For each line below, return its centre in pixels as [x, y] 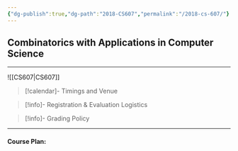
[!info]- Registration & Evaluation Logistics [86, 105]
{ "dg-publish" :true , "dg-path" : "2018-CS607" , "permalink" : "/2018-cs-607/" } [119, 14]
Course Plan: [27, 142]
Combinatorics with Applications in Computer [110, 43]
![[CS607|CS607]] [34, 77]
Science [26, 54]
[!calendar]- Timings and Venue [71, 91]
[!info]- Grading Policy [57, 118]
